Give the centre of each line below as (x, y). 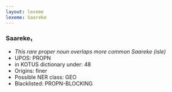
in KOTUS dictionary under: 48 (53, 64)
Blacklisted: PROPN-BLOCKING (54, 83)
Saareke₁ (19, 38)
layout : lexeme (25, 12)
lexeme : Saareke (26, 17)
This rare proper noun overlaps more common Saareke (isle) (90, 51)
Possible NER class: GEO (45, 77)
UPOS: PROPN (32, 58)
